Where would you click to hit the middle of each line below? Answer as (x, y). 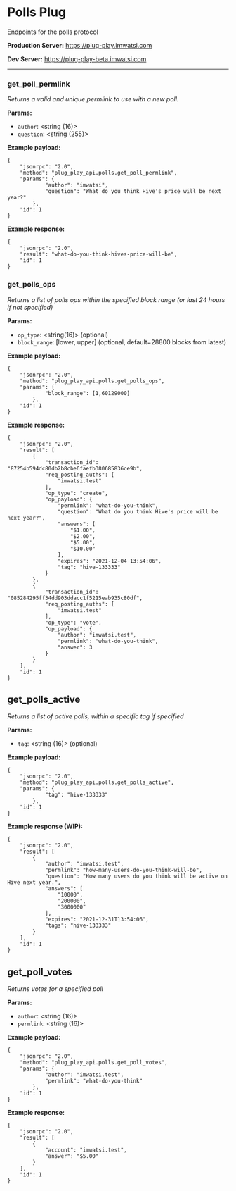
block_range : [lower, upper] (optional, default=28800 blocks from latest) (122, 342)
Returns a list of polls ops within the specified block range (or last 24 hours (116, 299)
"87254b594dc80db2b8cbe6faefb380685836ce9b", (75, 468)
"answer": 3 (75, 647)
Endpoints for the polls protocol (53, 32)
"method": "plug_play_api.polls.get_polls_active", (97, 782)
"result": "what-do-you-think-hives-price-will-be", (99, 254)
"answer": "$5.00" (72, 1156)
